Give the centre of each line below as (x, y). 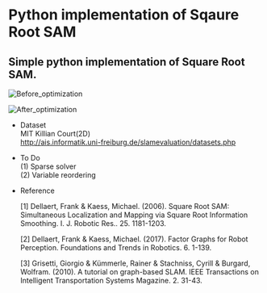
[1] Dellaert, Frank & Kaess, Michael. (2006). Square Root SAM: (125, 206)
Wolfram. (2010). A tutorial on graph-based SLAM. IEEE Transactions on (140, 272)
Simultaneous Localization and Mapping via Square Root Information (134, 215)
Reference (37, 190)
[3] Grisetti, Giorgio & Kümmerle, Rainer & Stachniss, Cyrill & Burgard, (135, 263)
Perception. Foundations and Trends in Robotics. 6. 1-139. (116, 247)
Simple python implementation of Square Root (127, 62)
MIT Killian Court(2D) (55, 134)
